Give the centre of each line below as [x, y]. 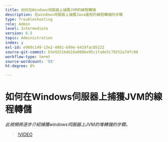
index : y [14, 43]
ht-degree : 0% [20, 66]
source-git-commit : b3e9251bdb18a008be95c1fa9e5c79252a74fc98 [72, 52]
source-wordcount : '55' [30, 61]
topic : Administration [29, 38]
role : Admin [18, 24]
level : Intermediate [27, 29]
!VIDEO [25, 134]
